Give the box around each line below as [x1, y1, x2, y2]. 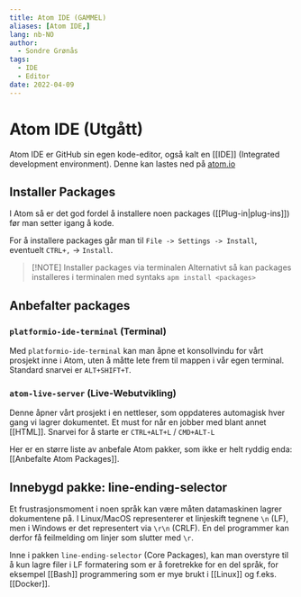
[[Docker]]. [9, 578, 50, 590]
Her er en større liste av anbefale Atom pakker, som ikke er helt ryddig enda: [9, 444, 293, 455]
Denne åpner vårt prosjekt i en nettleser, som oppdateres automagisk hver [9, 407, 286, 419]
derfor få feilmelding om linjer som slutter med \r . [9, 532, 194, 543]
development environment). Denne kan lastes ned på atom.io [9, 158, 236, 169]
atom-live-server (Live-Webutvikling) [9, 386, 178, 399]
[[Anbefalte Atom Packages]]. [9, 454, 120, 465]
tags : [9, 55, 30, 64]
